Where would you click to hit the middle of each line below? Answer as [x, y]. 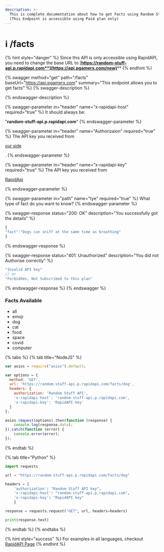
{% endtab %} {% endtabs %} [35, 529]
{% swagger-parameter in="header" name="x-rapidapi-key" [66, 165]
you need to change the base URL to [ [43, 63]
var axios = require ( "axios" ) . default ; [46, 366]
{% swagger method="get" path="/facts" [47, 78]
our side [13, 146]
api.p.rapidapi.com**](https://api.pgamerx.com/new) [61, 68]
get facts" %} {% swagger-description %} [47, 88]
